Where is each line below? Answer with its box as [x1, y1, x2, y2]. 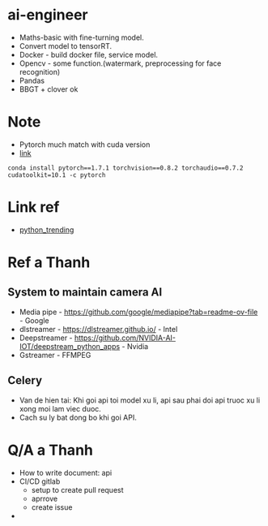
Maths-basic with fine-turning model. [19, 32, 144, 42]
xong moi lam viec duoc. [19, 403, 102, 413]
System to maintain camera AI [7, 286, 163, 300]
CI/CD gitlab [19, 476, 61, 486]
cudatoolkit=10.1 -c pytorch [7, 170, 106, 179]
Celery [7, 373, 42, 387]
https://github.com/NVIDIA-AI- [74, 333, 176, 343]
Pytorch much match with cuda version [19, 140, 151, 149]
